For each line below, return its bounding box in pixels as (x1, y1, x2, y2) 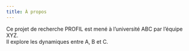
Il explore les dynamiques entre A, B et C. (6, 38, 109, 45)
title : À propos (6, 8, 47, 15)
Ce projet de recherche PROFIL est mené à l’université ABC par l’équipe (6, 25, 183, 32)
